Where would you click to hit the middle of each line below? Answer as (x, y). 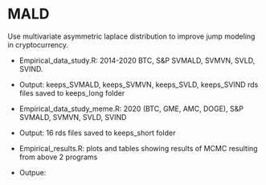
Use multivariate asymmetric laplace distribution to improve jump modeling (131, 36)
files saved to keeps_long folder (72, 92)
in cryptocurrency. (38, 44)
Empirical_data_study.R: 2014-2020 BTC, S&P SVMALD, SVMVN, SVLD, (137, 60)
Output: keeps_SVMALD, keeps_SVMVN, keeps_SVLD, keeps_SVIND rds (139, 84)
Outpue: (33, 172)
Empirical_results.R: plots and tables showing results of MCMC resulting (138, 148)
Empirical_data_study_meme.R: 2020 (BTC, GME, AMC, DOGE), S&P (131, 109)
